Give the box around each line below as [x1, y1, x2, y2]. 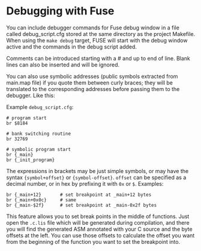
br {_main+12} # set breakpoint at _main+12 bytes [6, 192, 152, 198]
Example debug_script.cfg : [6, 103, 74, 110]
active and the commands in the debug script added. [6, 43, 137, 50]
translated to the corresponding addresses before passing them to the [6, 85, 180, 92]
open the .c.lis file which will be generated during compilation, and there [6, 219, 190, 226]
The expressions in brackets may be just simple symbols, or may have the [6, 167, 189, 174]
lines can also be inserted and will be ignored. [6, 61, 120, 68]
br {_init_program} [6, 157, 55, 163]
